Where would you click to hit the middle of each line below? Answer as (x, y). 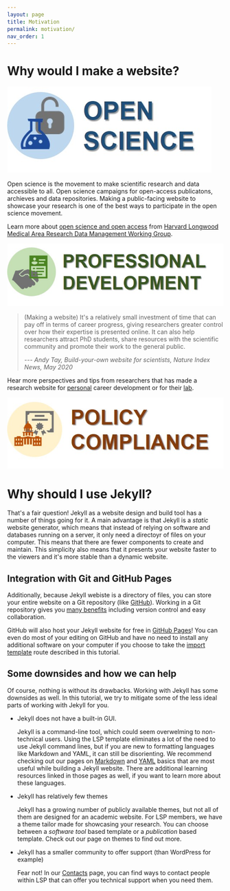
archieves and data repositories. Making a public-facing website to (102, 199)
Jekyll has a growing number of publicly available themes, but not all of (118, 809)
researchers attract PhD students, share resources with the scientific (121, 339)
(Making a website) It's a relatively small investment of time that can (120, 317)
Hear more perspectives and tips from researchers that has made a (102, 380)
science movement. (35, 213)
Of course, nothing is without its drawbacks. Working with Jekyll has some (113, 690)
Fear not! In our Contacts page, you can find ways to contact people (114, 872)
